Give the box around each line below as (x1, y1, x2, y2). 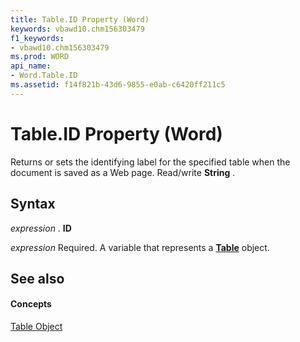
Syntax (10, 196, 56, 213)
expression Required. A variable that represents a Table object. (10, 241, 270, 253)
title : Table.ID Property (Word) (10, 14, 150, 25)
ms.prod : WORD (10, 52, 70, 62)
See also (10, 270, 65, 287)
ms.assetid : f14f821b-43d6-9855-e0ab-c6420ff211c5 (10, 80, 226, 90)
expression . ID (10, 222, 72, 234)
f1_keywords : (10, 33, 65, 43)
